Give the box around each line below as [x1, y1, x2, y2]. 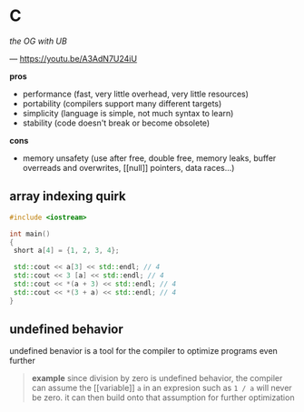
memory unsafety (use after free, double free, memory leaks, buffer [22, 152, 277, 164]
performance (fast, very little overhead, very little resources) [22, 88, 250, 99]
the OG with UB [9, 35, 68, 46]
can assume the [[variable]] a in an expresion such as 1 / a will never [31, 383, 292, 394]
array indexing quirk [9, 188, 126, 205]
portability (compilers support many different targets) [22, 97, 222, 109]
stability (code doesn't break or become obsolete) [22, 117, 211, 128]
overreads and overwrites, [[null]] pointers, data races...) [22, 162, 235, 173]
